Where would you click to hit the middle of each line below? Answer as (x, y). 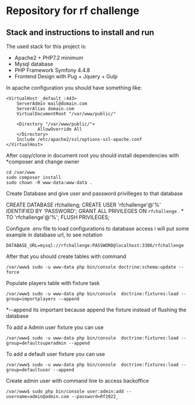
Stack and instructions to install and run (80, 32)
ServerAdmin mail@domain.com (52, 104)
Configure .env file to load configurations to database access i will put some (97, 229)
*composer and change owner (43, 162)
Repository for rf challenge (73, 11)
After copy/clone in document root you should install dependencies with (93, 155)
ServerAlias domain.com (46, 109)
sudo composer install (34, 177)
